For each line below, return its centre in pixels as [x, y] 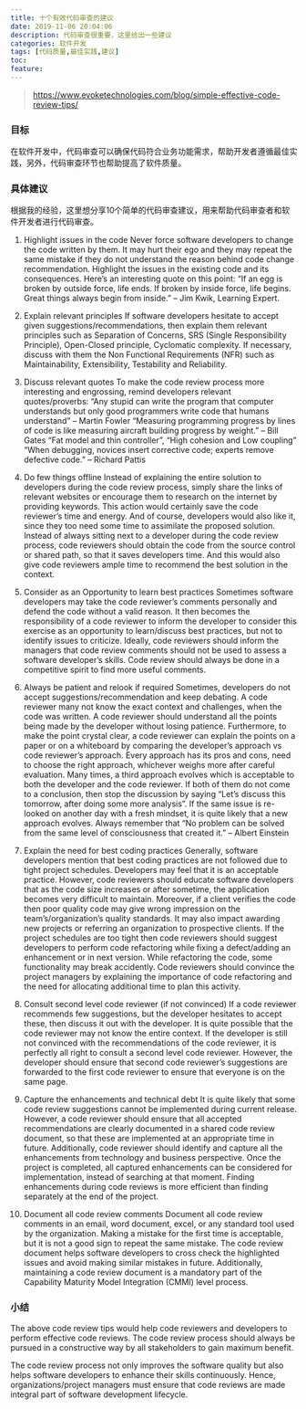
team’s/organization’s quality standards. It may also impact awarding [152, 919]
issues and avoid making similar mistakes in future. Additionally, [143, 1263]
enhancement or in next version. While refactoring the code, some [148, 957]
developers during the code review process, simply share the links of [153, 487]
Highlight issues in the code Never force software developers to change [158, 240]
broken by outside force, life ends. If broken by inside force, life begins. [157, 289]
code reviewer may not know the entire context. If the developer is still [155, 1034]
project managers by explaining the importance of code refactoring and [158, 977]
